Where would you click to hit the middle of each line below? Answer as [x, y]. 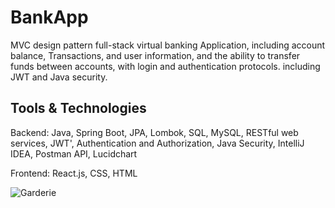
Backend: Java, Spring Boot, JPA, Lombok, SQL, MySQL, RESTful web [154, 132]
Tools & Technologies [78, 108]
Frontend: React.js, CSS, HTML [74, 173]
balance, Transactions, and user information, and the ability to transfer [155, 55]
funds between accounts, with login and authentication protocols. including [165, 66]
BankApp [49, 17]
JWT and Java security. [59, 77]
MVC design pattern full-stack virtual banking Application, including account [168, 45]
